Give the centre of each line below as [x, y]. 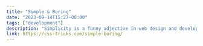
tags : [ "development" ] [35, 23]
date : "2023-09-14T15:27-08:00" [47, 17]
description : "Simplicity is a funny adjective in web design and [92, 28]
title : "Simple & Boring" [39, 12]
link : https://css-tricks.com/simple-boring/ [64, 34]
